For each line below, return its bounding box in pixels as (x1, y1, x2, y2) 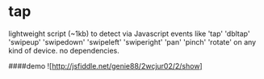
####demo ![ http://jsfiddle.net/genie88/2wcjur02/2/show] (8, 61, 203, 70)
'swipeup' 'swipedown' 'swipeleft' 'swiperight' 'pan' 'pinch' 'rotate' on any (8, 37, 257, 46)
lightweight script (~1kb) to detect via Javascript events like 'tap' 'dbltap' (8, 29, 250, 38)
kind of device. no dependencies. (8, 45, 119, 55)
